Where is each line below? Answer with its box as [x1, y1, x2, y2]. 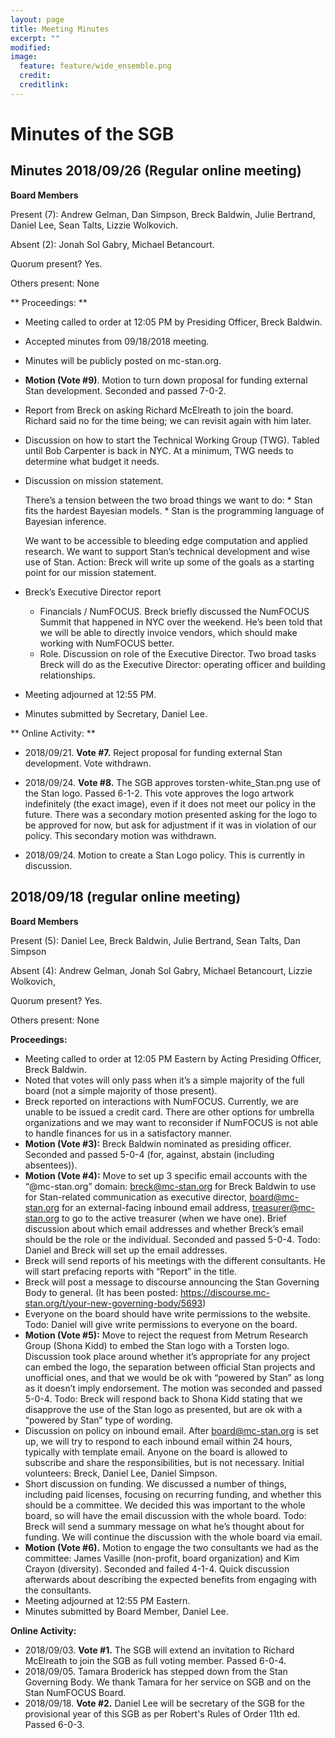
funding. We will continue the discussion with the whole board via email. [24, 1531, 323, 1543]
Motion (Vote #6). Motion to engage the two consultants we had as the [24, 1541, 320, 1553]
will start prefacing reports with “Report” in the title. [24, 1265, 238, 1277]
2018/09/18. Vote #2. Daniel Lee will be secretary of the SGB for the [24, 1697, 305, 1709]
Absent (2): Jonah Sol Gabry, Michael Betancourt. [10, 238, 215, 250]
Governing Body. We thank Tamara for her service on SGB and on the [24, 1676, 312, 1688]
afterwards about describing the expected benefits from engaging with [24, 1573, 317, 1585]
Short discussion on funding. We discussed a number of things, [24, 1477, 287, 1490]
